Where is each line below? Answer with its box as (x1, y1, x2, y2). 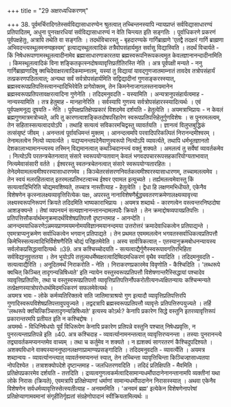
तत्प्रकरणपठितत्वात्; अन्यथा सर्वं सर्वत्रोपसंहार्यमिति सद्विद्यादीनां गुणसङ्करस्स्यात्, (7, 74, 176, 83)
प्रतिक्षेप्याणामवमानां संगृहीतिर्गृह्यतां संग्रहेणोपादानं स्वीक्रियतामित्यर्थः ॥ (7, 393, 148, 400)
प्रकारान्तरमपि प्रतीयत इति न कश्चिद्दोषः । (7, 315, 93, 323)
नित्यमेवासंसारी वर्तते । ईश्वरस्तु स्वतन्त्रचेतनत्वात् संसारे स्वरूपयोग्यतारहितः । (7, 160, 172, 168)
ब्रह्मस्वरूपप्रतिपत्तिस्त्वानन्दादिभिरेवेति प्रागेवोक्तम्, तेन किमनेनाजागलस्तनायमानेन (7, 83, 173, 90)
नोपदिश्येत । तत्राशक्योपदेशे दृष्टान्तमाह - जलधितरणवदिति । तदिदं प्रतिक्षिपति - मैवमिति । (7, 362, 198, 369)
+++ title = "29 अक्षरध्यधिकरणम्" (7, 7, 89, 14)
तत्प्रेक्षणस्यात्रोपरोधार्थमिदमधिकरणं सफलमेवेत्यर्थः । (7, 284, 113, 292)
